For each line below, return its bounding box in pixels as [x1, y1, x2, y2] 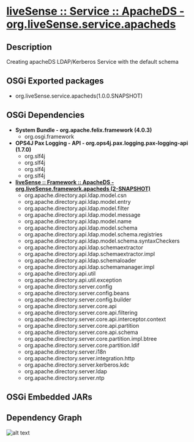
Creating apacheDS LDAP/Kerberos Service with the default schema [6, 58, 179, 65]
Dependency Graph [6, 413, 83, 423]
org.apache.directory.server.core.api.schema [24, 328, 138, 336]
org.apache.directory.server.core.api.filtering [24, 309, 138, 316]
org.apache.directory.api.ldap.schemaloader [24, 257, 136, 264]
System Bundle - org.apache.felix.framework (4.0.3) [15, 126, 152, 133]
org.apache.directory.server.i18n [24, 348, 106, 355]
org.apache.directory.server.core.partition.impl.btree [24, 335, 157, 342]
